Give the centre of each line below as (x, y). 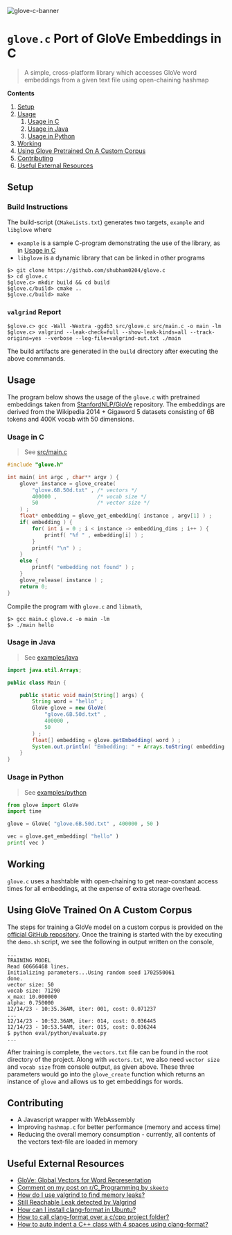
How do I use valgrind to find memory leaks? (81, 1195)
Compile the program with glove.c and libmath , (75, 606)
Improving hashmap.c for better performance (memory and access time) (119, 1127)
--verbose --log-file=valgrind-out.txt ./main (113, 338)
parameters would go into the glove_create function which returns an (106, 1074)
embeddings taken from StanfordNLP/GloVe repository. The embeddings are (116, 404)
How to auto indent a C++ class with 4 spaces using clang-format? (113, 1225)
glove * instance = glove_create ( (68, 484)
